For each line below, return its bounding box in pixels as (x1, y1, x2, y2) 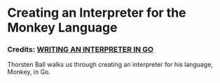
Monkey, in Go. (7, 68, 51, 76)
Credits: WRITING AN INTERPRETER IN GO (7, 45, 154, 54)
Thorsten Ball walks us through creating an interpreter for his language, (7, 61, 214, 69)
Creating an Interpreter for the (7, 5, 187, 21)
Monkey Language (7, 20, 118, 36)
